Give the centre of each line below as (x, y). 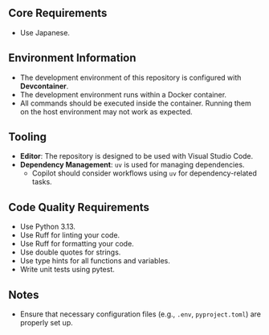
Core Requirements (58, 13)
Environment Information (72, 58)
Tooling (27, 137)
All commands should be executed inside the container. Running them (135, 103)
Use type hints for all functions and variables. (95, 261)
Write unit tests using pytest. (67, 270)
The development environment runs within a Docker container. (123, 94)
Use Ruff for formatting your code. (77, 244)
